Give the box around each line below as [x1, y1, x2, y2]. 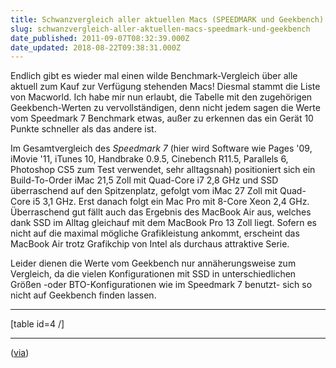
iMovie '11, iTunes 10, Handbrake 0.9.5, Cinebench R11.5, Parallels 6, [10, 153, 289, 165]
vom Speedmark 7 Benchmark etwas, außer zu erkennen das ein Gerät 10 [10, 112, 314, 125]
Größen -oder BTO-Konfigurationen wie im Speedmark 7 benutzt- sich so [10, 279, 313, 291]
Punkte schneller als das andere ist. [10, 123, 157, 135]
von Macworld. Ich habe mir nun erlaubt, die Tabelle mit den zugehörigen [10, 91, 313, 103]
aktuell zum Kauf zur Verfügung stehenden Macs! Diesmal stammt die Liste [10, 81, 321, 93]
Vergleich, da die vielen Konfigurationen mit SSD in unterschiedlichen [10, 268, 297, 280]
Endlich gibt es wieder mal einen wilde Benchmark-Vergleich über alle [10, 70, 298, 82]
